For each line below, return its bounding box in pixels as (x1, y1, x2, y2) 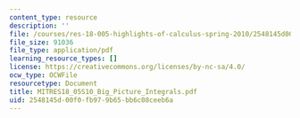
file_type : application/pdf (9, 46, 114, 55)
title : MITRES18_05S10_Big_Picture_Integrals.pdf (9, 87, 198, 96)
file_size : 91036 (9, 37, 74, 47)
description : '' (9, 21, 70, 30)
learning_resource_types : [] (9, 54, 118, 63)
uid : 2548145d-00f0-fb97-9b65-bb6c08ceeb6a (9, 95, 174, 105)
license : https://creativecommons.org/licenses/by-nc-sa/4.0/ (9, 63, 246, 72)
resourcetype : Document (9, 79, 98, 88)
